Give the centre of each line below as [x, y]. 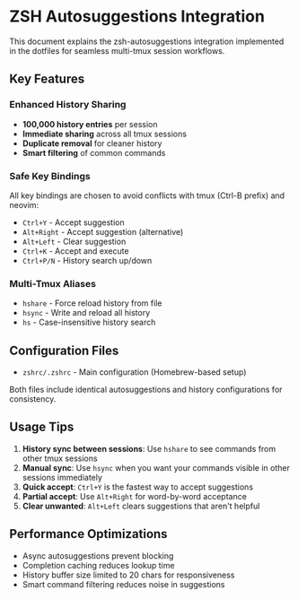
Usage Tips [42, 427]
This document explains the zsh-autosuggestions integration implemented [147, 41]
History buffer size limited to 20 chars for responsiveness [128, 575]
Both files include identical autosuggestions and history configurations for [146, 390]
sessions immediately [62, 477]
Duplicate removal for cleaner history [92, 143]
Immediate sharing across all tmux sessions [104, 134]
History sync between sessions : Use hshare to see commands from [149, 448]
